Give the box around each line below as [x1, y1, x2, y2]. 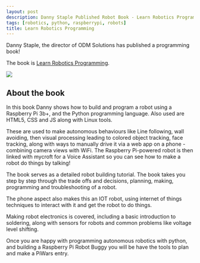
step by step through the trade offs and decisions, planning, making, [6, 177, 174, 184]
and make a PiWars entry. [6, 250, 69, 257]
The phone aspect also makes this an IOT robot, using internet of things [6, 195, 182, 202]
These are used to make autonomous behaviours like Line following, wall [6, 128, 185, 135]
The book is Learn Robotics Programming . [6, 60, 110, 67]
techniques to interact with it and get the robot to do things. [6, 202, 152, 209]
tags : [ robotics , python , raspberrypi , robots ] [6, 20, 127, 26]
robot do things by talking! [6, 159, 71, 167]
